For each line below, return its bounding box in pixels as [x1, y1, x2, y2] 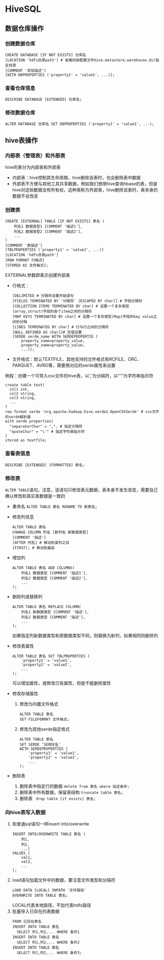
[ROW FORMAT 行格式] [5, 258, 45, 263]
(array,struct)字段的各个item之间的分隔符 [12, 309, 92, 314]
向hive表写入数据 [5, 809, 46, 816]
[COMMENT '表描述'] [5, 243, 43, 248]
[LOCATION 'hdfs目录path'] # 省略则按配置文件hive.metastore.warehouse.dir [5, 57, 156, 62]
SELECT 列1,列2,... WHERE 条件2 [17, 940, 80, 945]
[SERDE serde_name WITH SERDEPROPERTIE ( [12, 334, 98, 339]
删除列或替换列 [12, 594, 43, 600]
